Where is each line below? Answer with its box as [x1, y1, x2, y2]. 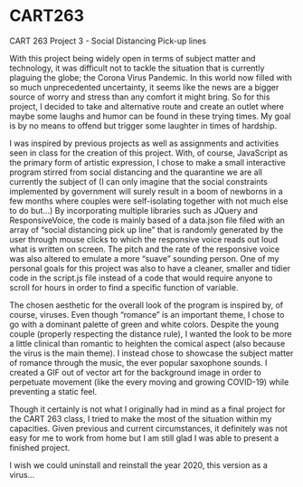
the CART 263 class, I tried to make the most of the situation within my [9, 413, 272, 424]
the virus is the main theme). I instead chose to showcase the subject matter [9, 348, 294, 358]
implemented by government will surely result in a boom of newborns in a [9, 186, 283, 196]
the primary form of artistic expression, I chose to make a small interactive [9, 157, 287, 167]
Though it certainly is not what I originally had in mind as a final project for [9, 404, 286, 415]
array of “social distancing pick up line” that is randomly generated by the [9, 224, 283, 235]
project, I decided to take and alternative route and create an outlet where [9, 100, 285, 111]
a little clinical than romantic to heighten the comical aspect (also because [9, 338, 286, 349]
